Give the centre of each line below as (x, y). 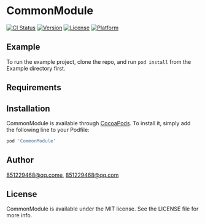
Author (20, 160)
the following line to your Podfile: (48, 129)
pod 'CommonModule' (31, 141)
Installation (28, 108)
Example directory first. (36, 68)
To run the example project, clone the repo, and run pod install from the (99, 61)
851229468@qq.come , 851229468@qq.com (63, 175)
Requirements (34, 87)
